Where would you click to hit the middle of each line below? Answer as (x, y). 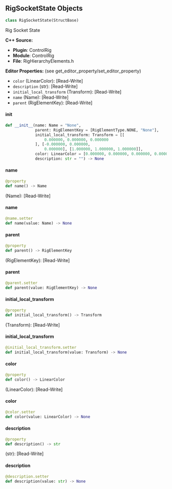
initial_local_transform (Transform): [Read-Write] (67, 91)
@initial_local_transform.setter (41, 347)
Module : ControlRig (34, 55)
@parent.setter (21, 283)
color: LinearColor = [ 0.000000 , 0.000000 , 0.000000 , (94, 154)
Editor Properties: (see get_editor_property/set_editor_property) (73, 71)
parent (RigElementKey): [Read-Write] (52, 103)
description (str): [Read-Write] (45, 86)
